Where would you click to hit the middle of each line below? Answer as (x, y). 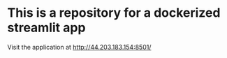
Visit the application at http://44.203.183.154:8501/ (79, 47)
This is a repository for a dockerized (114, 13)
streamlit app (46, 28)
